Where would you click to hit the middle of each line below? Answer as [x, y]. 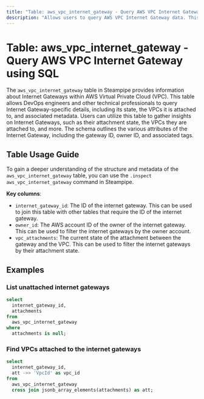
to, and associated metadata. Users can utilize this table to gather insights [99, 116]
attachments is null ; [39, 334]
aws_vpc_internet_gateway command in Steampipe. [70, 182]
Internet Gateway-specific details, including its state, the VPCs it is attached [101, 109]
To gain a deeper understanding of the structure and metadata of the [93, 169]
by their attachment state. [47, 251]
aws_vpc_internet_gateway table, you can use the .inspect [79, 176]
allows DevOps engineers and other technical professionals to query [92, 103]
